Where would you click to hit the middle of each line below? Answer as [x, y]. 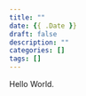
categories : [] [37, 51]
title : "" [27, 17]
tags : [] [25, 59]
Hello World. [32, 84]
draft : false [33, 34]
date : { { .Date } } [43, 26]
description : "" [39, 42]
